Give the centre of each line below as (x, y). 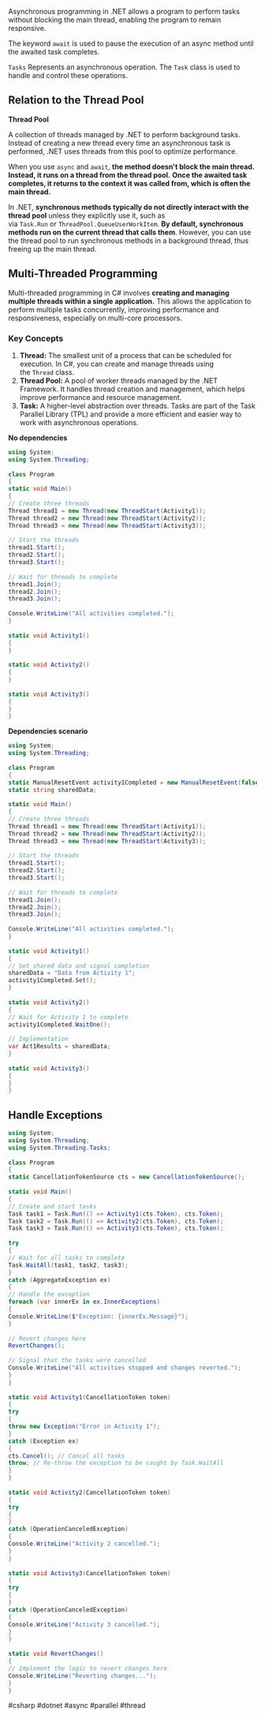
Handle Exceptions (56, 1115)
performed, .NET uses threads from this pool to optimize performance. (123, 151)
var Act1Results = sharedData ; (60, 1047)
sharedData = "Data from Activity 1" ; (72, 973)
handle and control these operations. (68, 75)
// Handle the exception (49, 1294)
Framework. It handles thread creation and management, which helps (132, 389)
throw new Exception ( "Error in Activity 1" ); (84, 1427)
